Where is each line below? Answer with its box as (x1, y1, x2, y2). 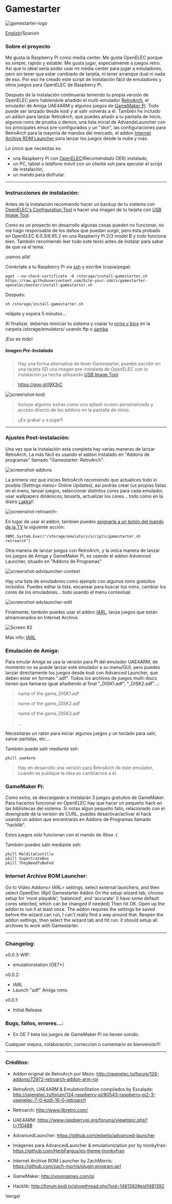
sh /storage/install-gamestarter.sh (5, 301, 83, 307)
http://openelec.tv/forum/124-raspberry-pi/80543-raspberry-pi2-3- (12, 1092, 156, 1098)
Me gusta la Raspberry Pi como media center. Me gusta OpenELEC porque (5, 54, 163, 61)
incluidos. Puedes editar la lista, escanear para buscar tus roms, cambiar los (5, 583, 166, 589)
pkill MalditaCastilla (5, 852, 54, 857)
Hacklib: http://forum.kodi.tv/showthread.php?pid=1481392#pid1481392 (12, 1183, 165, 1189)
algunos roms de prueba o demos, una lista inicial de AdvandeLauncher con (5, 119, 166, 125)
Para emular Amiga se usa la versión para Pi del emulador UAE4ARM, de (5, 659, 158, 665)
